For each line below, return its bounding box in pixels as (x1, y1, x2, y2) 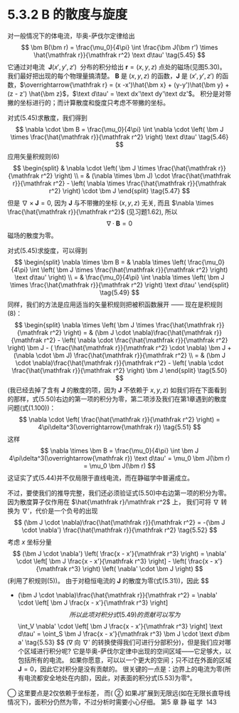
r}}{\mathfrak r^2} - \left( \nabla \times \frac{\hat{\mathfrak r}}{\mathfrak (12, 179, 227, 188)
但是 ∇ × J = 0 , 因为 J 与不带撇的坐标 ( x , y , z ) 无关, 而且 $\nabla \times (7, 198, 215, 207)
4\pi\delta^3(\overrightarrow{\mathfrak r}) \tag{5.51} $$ (38, 422, 201, 431)
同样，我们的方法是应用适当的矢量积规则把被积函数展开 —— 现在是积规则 (7, 300, 223, 309)
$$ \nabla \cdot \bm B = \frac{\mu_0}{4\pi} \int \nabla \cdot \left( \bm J (15, 125, 224, 133)
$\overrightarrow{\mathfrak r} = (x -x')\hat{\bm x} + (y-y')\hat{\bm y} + (20, 80, 230, 89)
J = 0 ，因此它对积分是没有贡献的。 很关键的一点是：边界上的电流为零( (17, 665, 225, 673)
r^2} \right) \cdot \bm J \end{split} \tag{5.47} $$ (48, 186, 191, 195)
